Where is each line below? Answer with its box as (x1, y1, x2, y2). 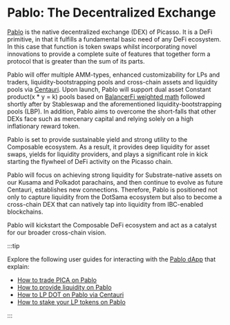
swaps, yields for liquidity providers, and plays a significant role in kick (7, 150, 209, 158)
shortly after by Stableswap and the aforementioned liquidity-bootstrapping (7, 100, 222, 108)
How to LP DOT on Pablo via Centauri (17, 290, 124, 299)
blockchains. (7, 207, 44, 216)
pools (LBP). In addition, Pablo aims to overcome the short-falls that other (7, 107, 216, 115)
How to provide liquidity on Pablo (17, 283, 112, 291)
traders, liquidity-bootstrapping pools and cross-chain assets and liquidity (7, 77, 218, 86)
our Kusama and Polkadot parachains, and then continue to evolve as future (7, 178, 223, 186)
